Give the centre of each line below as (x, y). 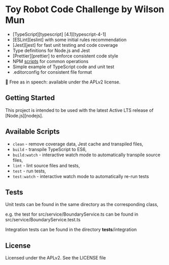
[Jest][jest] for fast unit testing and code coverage (65, 45)
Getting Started (30, 98)
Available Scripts (32, 131)
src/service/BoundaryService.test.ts (43, 220)
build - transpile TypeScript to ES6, (50, 149)
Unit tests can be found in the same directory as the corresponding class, (82, 204)
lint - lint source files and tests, (46, 165)
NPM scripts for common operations (50, 61)
